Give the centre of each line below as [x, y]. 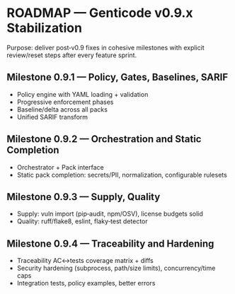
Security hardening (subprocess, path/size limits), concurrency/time [116, 268]
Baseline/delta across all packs [62, 109]
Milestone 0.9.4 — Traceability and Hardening [110, 243]
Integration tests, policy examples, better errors [86, 283]
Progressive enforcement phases [65, 102]
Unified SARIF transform [52, 117]
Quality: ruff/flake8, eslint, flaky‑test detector [82, 221]
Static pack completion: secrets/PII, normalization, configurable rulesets [122, 175]
